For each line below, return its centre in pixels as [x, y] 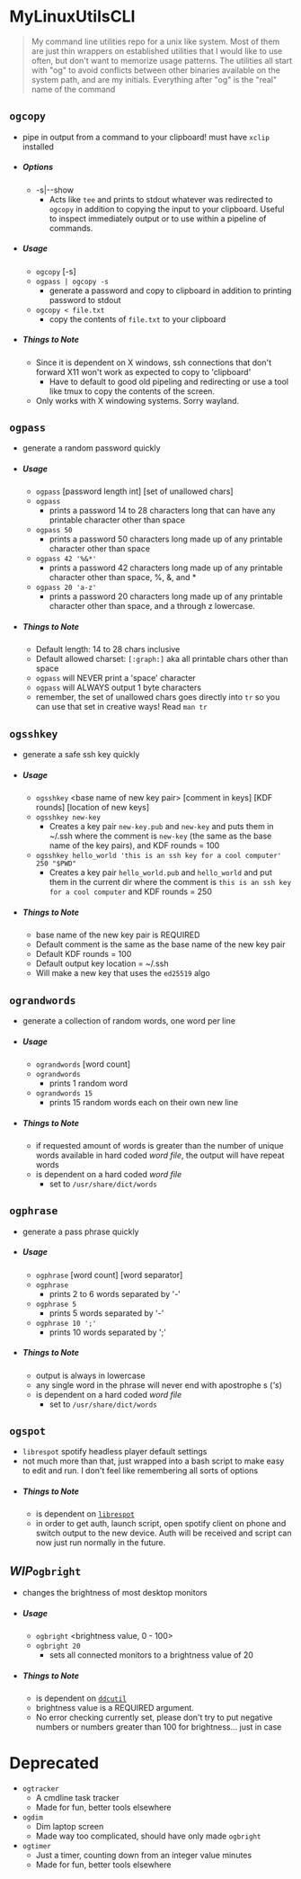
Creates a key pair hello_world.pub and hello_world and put [160, 872]
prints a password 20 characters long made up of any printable [166, 596]
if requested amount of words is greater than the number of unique [159, 1145]
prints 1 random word [89, 1083]
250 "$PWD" [56, 864]
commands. [71, 228]
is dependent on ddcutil [81, 1698]
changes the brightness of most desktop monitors [115, 1593]
